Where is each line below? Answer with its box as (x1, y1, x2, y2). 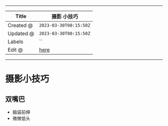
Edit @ (7, 46, 23, 53)
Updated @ (7, 30, 34, 37)
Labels (7, 38, 23, 45)
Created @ (7, 22, 33, 29)
